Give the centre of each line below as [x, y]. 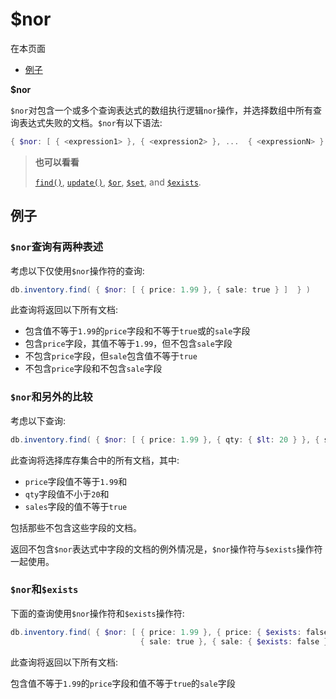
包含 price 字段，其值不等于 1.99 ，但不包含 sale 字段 [128, 344]
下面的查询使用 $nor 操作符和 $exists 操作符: [97, 613]
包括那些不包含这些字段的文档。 [76, 527]
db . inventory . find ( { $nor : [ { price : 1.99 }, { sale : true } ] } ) [160, 289]
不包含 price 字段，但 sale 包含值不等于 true [111, 356]
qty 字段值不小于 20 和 [67, 494]
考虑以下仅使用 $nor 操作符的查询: [77, 270]
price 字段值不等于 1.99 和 [76, 481]
